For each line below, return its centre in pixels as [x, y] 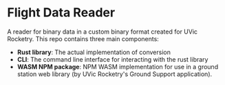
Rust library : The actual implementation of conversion [94, 52]
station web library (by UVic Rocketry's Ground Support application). [115, 74]
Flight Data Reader [61, 13]
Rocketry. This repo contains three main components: [83, 38]
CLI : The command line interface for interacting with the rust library [112, 59]
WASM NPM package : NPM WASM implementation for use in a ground [118, 66]
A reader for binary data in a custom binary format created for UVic [103, 32]
